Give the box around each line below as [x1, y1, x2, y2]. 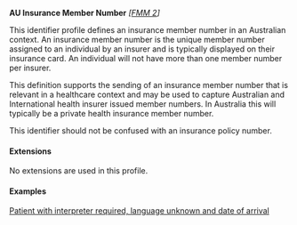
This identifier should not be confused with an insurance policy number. [9, 125, 273, 136]
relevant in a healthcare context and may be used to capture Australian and [9, 89, 285, 100]
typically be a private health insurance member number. [9, 108, 214, 118]
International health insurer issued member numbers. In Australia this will [9, 99, 277, 109]
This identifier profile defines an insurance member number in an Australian [9, 25, 286, 35]
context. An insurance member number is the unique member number [9, 35, 265, 44]
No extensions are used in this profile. [9, 165, 148, 176]
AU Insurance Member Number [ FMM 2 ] [9, 8, 160, 18]
